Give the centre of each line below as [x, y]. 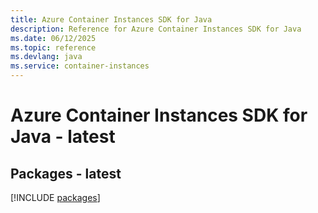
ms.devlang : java [46, 57]
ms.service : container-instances [80, 66]
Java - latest [63, 137]
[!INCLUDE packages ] [55, 197]
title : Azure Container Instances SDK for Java [111, 19]
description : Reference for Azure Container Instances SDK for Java [156, 29]
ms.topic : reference [53, 47]
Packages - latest [66, 173]
